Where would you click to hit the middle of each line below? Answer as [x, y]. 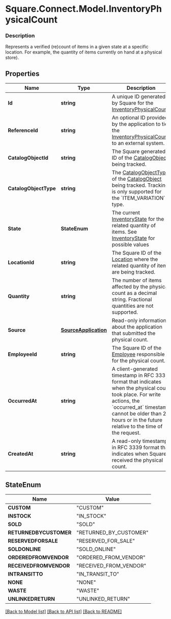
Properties [22, 74]
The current [126, 213]
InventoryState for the [138, 219]
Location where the [135, 259]
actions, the [126, 401]
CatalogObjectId [28, 158]
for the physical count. [138, 361]
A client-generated [135, 369]
